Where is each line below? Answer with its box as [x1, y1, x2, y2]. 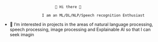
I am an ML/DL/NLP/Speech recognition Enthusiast [41, 13, 145, 18]
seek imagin [9, 32, 34, 37]
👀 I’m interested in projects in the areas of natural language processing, [9, 22, 154, 27]
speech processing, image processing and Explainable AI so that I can [9, 27, 151, 32]
